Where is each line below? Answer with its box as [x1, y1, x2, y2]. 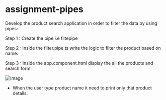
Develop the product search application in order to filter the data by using [5, 20, 157, 26]
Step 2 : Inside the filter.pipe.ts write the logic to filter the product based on [5, 45, 161, 51]
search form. [5, 65, 32, 71]
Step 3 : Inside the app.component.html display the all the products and [5, 60, 153, 66]
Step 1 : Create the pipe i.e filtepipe [5, 35, 78, 41]
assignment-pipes [5, 4, 84, 15]
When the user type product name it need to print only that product [12, 84, 152, 91]
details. [12, 90, 28, 96]
